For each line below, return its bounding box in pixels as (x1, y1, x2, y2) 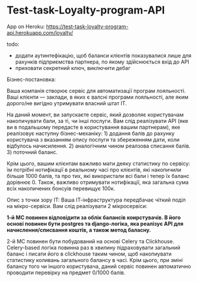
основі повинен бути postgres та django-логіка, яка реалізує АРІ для (6, 220, 184, 227)
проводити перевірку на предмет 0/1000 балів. (6, 268, 126, 276)
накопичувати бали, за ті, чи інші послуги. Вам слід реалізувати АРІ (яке (6, 117, 189, 124)
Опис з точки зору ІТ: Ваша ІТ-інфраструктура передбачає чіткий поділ (6, 196, 186, 203)
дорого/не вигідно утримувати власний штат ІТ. (6, 99, 127, 106)
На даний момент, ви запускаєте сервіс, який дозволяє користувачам (6, 111, 184, 118)
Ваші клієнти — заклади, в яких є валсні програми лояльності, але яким (6, 93, 189, 100)
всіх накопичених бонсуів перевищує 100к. (6, 184, 115, 192)
